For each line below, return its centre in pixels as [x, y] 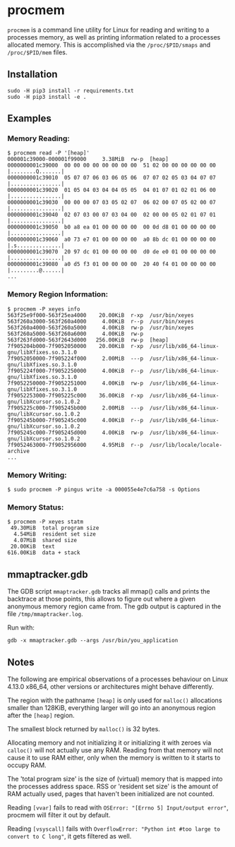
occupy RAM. [27, 765]
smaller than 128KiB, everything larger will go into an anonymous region [112, 707]
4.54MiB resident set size [55, 534]
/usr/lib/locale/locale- [186, 445]
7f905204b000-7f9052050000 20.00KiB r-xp [75, 346]
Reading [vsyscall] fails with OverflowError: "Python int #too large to [114, 829]
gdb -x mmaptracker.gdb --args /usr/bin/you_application [93, 641]
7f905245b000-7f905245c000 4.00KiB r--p [75, 420]
